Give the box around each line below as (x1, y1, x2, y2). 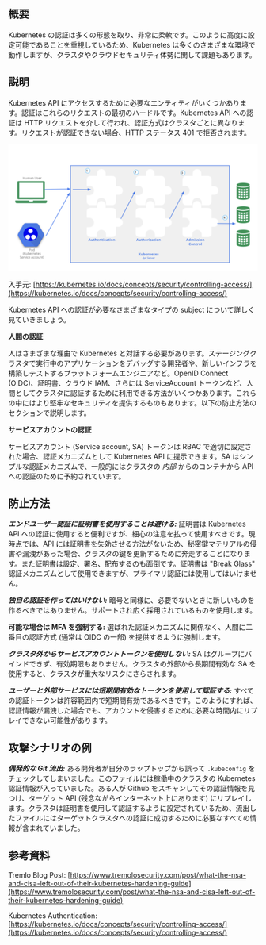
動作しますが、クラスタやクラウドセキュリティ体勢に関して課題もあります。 (8, 50, 256, 60)
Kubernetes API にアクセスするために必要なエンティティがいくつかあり (8, 98, 240, 107)
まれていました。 (28, 824, 85, 833)
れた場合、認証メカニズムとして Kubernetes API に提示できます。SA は (8, 451, 240, 461)
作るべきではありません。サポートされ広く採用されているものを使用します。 (8, 605, 257, 615)
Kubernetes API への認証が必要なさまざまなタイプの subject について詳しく (8, 305, 255, 314)
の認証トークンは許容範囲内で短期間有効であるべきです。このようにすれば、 (8, 696, 257, 705)
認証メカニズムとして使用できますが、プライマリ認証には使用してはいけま (8, 569, 251, 578)
